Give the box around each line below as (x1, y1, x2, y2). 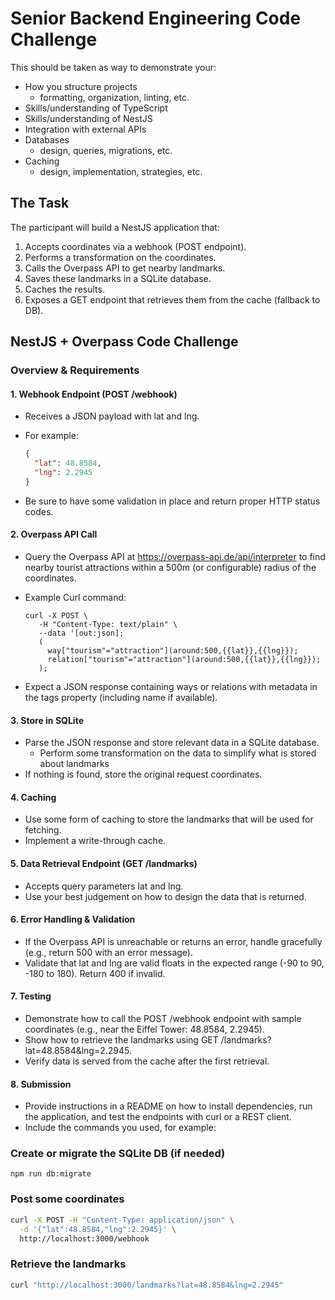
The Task (10, 195, 70, 212)
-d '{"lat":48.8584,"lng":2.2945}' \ (19, 1224, 177, 1234)
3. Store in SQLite (10, 714, 84, 726)
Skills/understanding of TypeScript (24, 102, 168, 114)
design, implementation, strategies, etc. (39, 165, 203, 177)
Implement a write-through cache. (24, 835, 167, 847)
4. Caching (10, 791, 57, 803)
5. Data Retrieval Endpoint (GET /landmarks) (10, 857, 198, 869)
